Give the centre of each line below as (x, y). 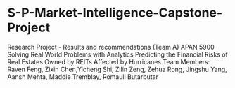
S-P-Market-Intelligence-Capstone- (115, 13)
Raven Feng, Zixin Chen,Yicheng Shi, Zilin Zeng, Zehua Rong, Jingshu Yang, (117, 69)
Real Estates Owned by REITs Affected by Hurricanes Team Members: (109, 61)
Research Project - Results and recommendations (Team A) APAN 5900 (111, 47)
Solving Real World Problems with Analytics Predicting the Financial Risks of (118, 54)
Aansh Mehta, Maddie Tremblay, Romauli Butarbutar (83, 76)
